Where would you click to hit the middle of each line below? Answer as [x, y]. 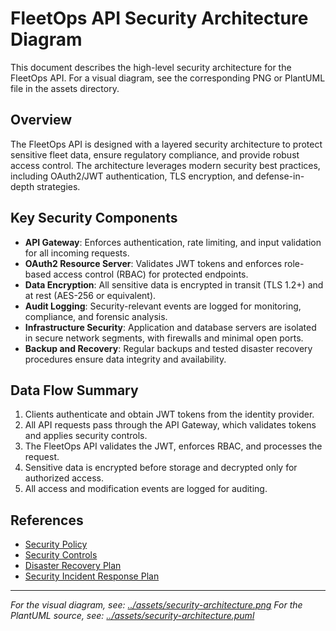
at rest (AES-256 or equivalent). [90, 295]
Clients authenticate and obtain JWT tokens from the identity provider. [169, 414]
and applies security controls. [86, 436]
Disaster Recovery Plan [73, 566]
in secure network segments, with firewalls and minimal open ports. [164, 338]
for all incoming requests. [77, 253]
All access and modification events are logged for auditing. [146, 489]
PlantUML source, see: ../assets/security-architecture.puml [132, 616]
